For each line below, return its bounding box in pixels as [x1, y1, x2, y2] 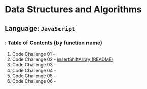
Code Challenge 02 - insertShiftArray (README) [12, 56, 113, 62]
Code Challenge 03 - [12, 61, 56, 68]
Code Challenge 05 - [12, 73, 56, 79]
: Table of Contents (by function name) [5, 39, 102, 47]
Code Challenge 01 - [12, 51, 55, 57]
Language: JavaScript [5, 24, 75, 33]
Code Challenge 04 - [12, 67, 56, 73]
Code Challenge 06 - [12, 78, 56, 84]
